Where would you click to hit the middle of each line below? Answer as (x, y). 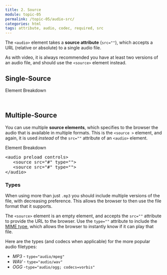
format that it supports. (29, 206)
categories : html (23, 24)
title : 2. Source (23, 10)
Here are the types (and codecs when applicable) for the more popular (78, 242)
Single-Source (28, 78)
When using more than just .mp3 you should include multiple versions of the (83, 196)
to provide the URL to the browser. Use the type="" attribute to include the (81, 221)
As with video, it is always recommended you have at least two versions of (82, 57)
